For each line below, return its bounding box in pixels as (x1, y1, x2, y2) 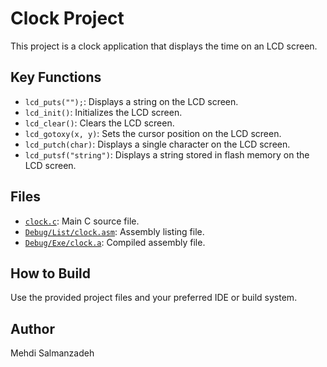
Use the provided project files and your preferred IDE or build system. (10, 292, 298, 304)
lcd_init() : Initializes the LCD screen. (24, 106, 183, 118)
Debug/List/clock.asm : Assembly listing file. (24, 225, 205, 237)
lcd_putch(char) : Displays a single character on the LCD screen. (24, 138, 291, 150)
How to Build (10, 265, 92, 282)
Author (10, 320, 55, 337)
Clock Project (10, 7, 125, 30)
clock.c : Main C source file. (24, 215, 140, 227)
